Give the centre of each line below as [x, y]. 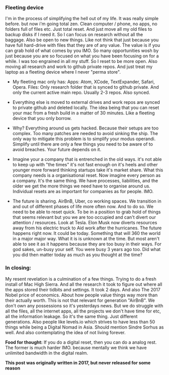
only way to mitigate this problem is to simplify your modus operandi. [84, 139]
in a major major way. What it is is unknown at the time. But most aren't [86, 239]
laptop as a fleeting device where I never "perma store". [63, 72]
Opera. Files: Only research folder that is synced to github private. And [86, 87]
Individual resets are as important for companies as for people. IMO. [83, 192]
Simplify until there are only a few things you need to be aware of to [83, 144]
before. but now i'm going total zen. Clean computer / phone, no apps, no [81, 24]
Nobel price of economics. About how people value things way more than [81, 295]
